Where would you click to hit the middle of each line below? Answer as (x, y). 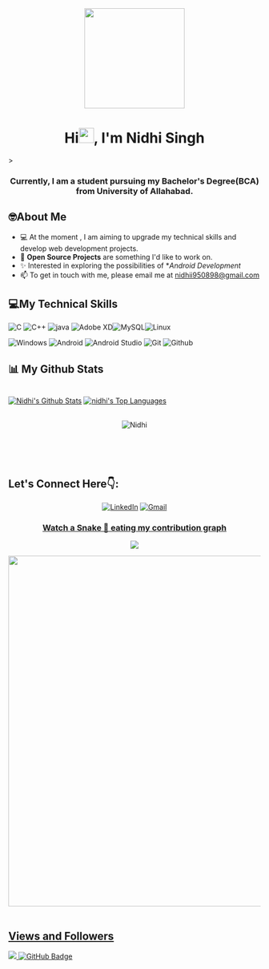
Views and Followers (61, 936)
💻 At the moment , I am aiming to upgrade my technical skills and (128, 236)
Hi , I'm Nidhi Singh (134, 138)
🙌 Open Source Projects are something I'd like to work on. (116, 256)
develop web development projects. (79, 248)
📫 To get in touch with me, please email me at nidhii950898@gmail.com (140, 275)
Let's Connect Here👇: (64, 484)
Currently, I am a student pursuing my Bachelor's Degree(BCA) (134, 181)
